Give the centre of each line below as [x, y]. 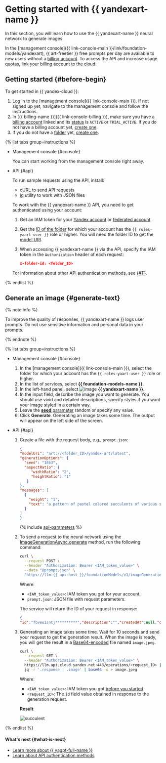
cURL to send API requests [47, 190]
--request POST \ [42, 561]
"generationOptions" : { [44, 458]
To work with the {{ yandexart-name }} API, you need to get [73, 205]
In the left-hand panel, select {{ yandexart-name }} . [82, 389]
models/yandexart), [25, 53]
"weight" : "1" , [44, 500]
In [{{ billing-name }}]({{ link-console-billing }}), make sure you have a [83, 117]
